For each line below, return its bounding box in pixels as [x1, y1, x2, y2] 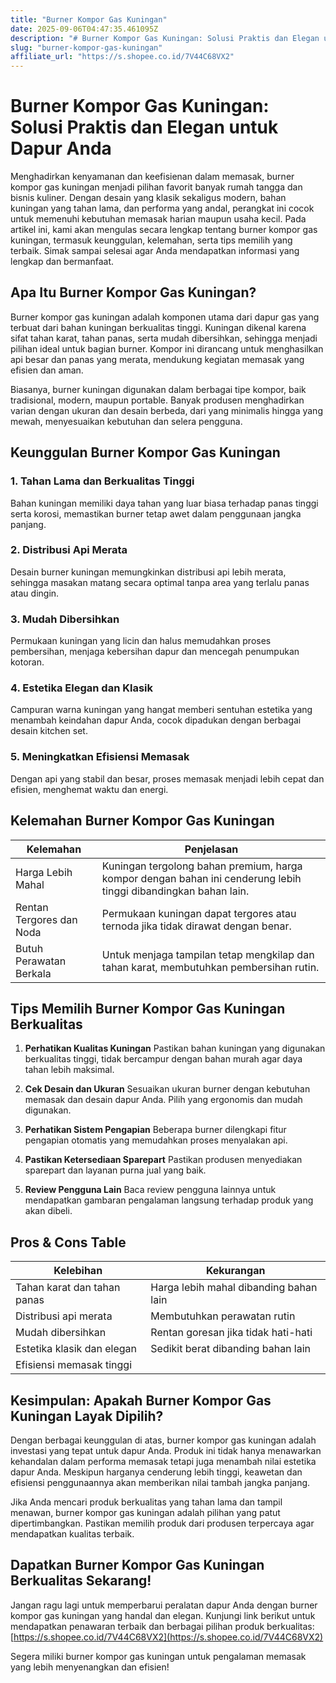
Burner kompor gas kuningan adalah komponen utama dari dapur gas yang [10, 311, 320, 323]
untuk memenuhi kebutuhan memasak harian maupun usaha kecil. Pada [10, 213, 307, 225]
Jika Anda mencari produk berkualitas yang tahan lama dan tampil [10, 1496, 283, 1508]
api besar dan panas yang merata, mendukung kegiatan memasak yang [10, 353, 305, 365]
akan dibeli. [24, 1205, 73, 1217]
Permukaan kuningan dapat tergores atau [101, 906, 297, 920]
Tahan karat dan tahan [15, 1281, 121, 1295]
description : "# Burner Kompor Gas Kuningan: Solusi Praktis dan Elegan [10, 33, 320, 43]
